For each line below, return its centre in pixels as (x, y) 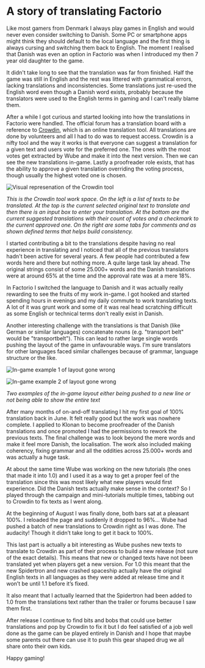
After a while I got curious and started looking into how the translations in (98, 117)
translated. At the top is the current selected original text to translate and (98, 205)
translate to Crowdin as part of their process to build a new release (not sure (102, 551)
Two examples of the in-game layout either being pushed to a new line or (99, 393)
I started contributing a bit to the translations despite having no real (91, 243)
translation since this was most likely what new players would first (89, 482)
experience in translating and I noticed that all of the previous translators (98, 249)
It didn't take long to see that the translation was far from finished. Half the (100, 72)
